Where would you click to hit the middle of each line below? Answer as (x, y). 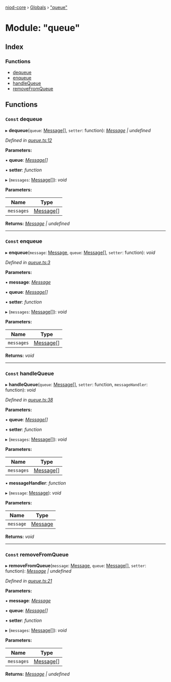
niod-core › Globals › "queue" (36, 7)
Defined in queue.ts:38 (29, 400)
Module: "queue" (43, 28)
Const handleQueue (30, 373)
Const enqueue (24, 241)
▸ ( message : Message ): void (33, 493)
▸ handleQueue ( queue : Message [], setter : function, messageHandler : (77, 385)
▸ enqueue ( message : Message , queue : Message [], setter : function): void (80, 252)
